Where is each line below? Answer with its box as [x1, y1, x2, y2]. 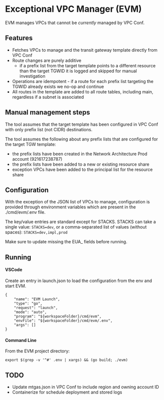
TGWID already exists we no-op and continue [12, 84, 104, 89]
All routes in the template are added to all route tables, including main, [12, 88, 153, 94]
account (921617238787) [12, 156, 63, 162]
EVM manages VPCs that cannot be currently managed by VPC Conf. [5, 20, 145, 26]
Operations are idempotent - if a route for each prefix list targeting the [12, 78, 154, 84]
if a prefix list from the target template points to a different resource [19, 62, 156, 68]
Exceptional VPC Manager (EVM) [5, 3, 142, 15]
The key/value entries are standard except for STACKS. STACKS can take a [5, 219, 156, 225]
